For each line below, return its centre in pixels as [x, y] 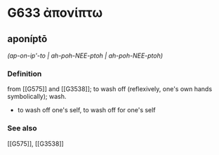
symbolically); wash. [37, 97]
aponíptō [27, 39]
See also [22, 128]
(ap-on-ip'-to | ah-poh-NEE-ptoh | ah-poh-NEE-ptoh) [85, 55]
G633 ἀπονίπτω [55, 13]
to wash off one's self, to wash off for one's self [86, 110]
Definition [25, 74]
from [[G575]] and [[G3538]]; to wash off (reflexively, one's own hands [110, 89]
